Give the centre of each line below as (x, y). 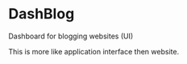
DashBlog (42, 14)
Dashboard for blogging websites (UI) (71, 36)
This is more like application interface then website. (94, 51)
